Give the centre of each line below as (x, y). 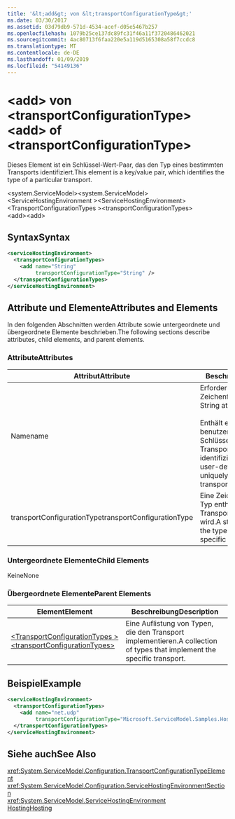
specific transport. (156, 659)
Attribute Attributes (40, 358)
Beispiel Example (44, 683)
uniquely (214, 475)
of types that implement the (171, 650)
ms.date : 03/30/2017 (37, 20)
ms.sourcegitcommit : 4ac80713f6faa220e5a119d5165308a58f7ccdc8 (101, 40)
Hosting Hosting (30, 808)
